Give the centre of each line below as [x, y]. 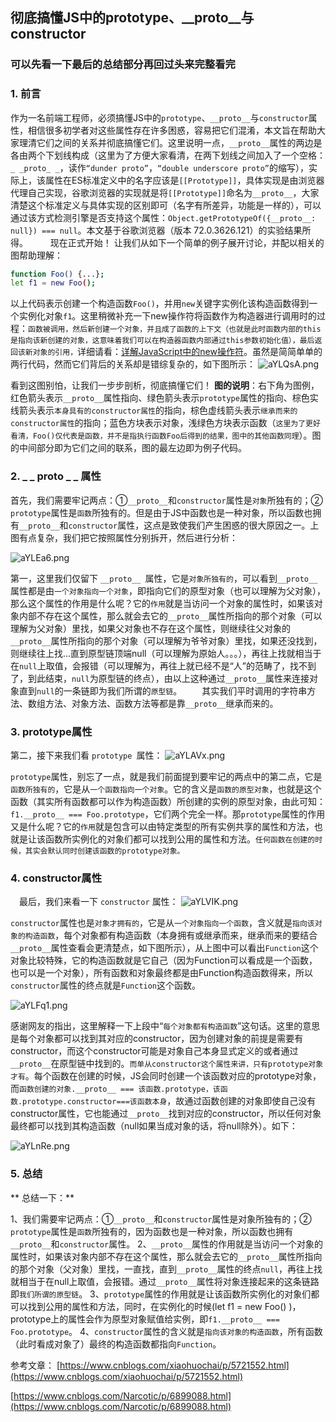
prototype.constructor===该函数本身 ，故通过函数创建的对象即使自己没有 [169, 1101]
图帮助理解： [36, 255]
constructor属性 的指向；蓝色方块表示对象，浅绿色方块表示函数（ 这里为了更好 [165, 423]
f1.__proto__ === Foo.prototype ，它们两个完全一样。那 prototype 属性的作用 [168, 814]
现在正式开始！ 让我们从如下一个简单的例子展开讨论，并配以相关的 [187, 242]
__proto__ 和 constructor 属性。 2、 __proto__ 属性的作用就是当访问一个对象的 [167, 1244]
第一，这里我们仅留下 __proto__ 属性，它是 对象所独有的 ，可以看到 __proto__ [164, 578]
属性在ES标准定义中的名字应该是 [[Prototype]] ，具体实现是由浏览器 [184, 180]
